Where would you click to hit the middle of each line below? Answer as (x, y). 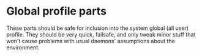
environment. (23, 47)
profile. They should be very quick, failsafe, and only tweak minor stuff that (101, 34)
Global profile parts (57, 11)
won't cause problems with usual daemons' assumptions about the (91, 41)
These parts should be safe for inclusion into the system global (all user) (97, 28)
